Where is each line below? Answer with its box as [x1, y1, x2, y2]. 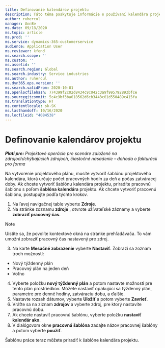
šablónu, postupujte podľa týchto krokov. [5, 191, 88, 197]
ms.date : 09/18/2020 [5, 26, 48, 31]
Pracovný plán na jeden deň [12, 265, 69, 271]
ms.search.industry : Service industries [5, 72, 89, 77]
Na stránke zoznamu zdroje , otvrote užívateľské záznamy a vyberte [12, 206, 151, 212]
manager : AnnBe [5, 21, 36, 26]
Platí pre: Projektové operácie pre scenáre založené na [5, 150, 117, 156]
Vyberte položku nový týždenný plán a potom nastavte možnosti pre [12, 280, 152, 286]
